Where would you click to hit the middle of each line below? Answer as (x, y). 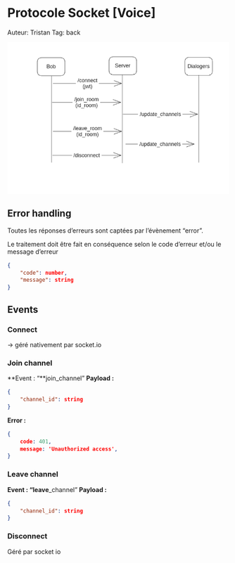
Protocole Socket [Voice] (82, 13)
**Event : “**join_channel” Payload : (61, 378)
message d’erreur (33, 252)
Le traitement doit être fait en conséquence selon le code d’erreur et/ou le (114, 244)
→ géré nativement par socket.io (55, 344)
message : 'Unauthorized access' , (69, 449)
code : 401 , (36, 441)
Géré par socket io (34, 551)
